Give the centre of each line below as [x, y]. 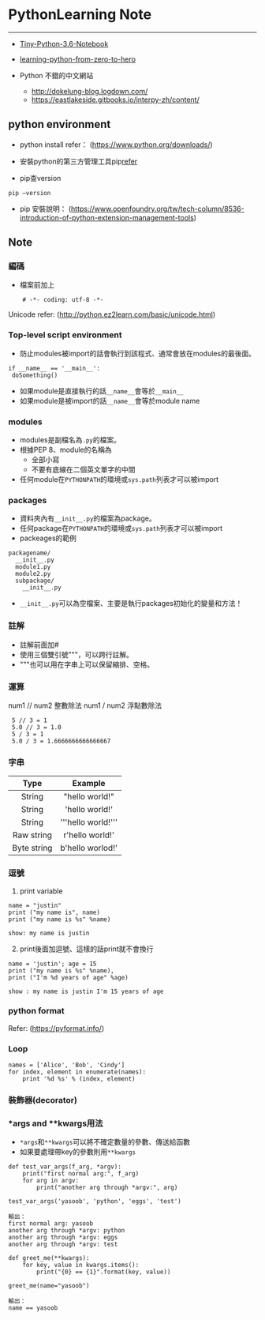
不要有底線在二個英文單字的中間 [83, 470]
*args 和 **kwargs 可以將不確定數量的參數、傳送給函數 [105, 1142]
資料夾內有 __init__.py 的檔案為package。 [88, 518]
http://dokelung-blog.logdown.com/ [90, 91]
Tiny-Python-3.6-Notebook [64, 43]
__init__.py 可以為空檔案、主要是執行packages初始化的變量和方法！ [131, 604]
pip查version [40, 178]
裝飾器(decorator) [43, 1100]
